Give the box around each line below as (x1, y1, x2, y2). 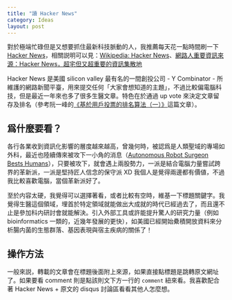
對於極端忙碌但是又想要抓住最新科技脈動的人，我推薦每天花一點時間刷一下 (7, 43, 219, 51)
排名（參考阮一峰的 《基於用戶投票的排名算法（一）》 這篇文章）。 (19, 101, 201, 109)
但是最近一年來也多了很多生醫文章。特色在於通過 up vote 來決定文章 (19, 92, 214, 100)
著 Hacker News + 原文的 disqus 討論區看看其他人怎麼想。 (7, 285, 174, 293)
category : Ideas (7, 17, 54, 23)
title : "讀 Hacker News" (7, 10, 78, 17)
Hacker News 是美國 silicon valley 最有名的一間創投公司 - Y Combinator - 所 (7, 74, 223, 83)
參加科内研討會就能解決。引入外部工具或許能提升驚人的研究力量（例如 (19, 208, 219, 217)
